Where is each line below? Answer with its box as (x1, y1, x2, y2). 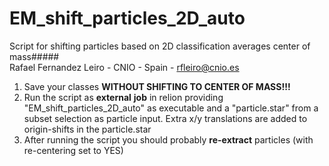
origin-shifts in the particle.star (23, 123, 152, 135)
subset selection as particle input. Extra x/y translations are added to (23, 112, 308, 124)
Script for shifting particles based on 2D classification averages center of (9, 40, 311, 52)
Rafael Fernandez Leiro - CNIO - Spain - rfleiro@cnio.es (9, 61, 240, 73)
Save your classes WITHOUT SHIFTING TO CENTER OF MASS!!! (23, 80, 291, 92)
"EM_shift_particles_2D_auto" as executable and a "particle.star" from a (23, 102, 319, 114)
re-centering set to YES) (23, 144, 124, 156)
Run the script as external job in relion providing (23, 91, 224, 103)
